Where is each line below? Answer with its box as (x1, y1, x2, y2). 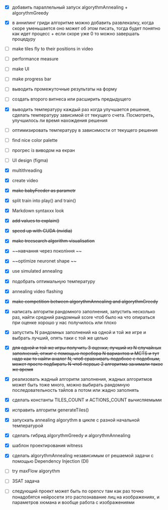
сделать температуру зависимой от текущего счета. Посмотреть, (12, 112, 154, 118)
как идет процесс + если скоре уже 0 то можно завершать (12, 31, 139, 37)
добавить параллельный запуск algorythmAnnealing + (12, 5, 128, 10)
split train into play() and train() (12, 198, 76, 203)
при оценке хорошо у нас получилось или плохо (12, 319, 117, 325)
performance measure (12, 56, 59, 62)
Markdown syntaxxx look (12, 208, 64, 214)
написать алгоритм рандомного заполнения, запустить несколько (12, 308, 155, 314)
